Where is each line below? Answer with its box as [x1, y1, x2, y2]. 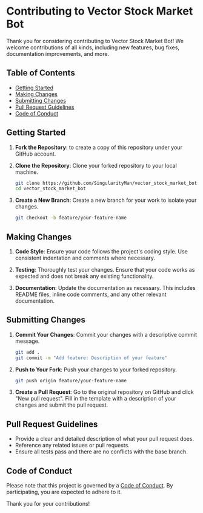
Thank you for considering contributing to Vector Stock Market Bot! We [6, 37, 184, 44]
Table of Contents [6, 68, 76, 78]
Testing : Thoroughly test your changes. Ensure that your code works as [15, 266, 195, 273]
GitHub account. [15, 150, 56, 157]
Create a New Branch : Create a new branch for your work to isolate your [15, 196, 197, 204]
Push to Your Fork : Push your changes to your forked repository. [15, 366, 178, 373]
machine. [15, 168, 39, 176]
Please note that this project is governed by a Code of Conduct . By [6, 482, 173, 489]
